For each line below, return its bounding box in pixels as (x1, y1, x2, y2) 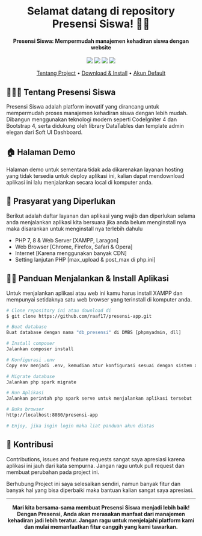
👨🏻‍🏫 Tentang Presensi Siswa (6, 87, 116, 97)
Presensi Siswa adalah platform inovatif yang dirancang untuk (6, 103, 159, 110)
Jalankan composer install (6, 346, 74, 352)
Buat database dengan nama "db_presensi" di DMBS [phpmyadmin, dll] (6, 330, 182, 336)
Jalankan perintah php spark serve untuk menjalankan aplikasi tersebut (6, 396, 192, 402)
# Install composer (6, 341, 55, 347)
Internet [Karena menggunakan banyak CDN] (14, 249, 127, 257)
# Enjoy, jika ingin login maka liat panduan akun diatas (6, 423, 155, 429)
